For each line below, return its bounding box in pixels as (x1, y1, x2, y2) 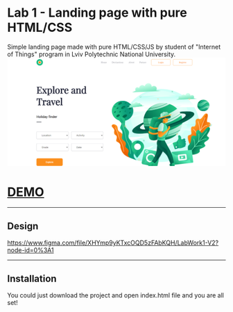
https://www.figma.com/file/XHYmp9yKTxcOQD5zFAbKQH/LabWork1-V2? (7, 238, 219, 247)
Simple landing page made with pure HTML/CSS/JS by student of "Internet (7, 42, 221, 51)
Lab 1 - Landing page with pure (7, 5, 187, 21)
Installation (7, 272, 57, 284)
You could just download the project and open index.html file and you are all (7, 291, 224, 299)
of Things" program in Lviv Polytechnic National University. (7, 50, 176, 58)
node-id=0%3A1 (7, 246, 54, 254)
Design (7, 220, 39, 232)
